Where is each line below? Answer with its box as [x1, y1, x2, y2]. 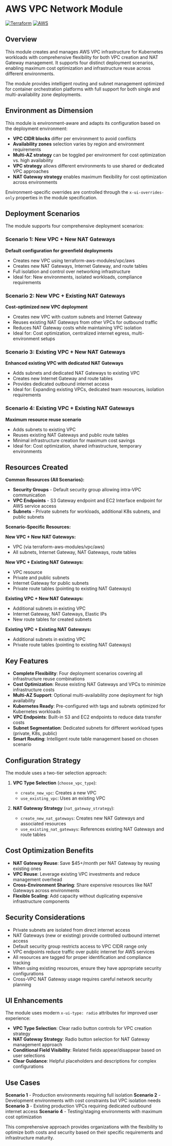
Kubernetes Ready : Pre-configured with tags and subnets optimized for [12, 703, 166, 709]
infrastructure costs [12, 687, 55, 693]
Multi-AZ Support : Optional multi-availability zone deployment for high [12, 692, 163, 698]
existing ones [12, 865, 42, 872]
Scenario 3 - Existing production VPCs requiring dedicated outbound [5, 1103, 151, 1109]
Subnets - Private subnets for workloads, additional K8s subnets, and [12, 508, 161, 514]
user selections [12, 1052, 45, 1059]
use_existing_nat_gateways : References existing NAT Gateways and [20, 826, 164, 832]
